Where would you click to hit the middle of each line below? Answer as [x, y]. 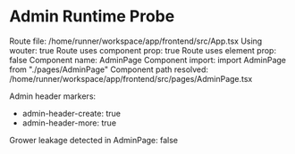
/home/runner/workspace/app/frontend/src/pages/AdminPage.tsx [131, 78]
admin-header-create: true [71, 113]
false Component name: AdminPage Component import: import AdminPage [148, 60]
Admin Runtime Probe [92, 16]
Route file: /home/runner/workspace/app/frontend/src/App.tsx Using [136, 41]
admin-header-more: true [69, 123]
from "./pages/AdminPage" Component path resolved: [109, 69]
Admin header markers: [53, 96]
